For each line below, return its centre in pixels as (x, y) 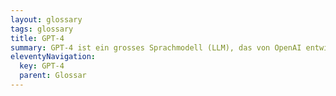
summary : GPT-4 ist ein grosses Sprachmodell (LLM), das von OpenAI (156, 47)
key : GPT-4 (42, 66)
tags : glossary (42, 29)
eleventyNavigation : (53, 57)
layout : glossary (46, 19)
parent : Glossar (53, 76)
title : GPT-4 (37, 38)
